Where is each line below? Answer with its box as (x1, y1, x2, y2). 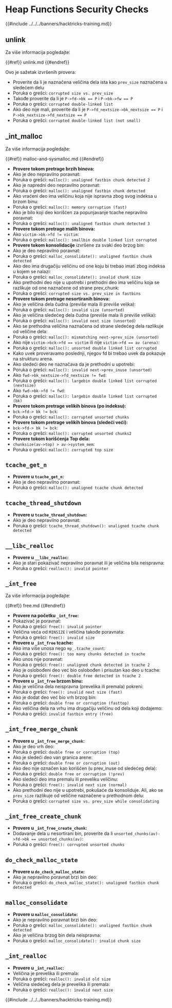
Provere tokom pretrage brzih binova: (12, 165, 95, 172)
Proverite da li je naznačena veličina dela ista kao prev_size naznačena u (12, 79, 167, 85)
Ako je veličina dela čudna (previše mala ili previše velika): (12, 301, 136, 307)
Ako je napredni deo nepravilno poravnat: (12, 182, 101, 188)
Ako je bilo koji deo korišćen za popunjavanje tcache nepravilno (12, 209, 148, 215)
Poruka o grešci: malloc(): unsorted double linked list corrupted (12, 345, 157, 351)
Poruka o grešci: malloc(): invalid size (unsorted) (12, 307, 125, 313)
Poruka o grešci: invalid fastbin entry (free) (12, 710, 113, 717)
